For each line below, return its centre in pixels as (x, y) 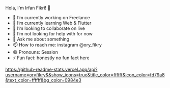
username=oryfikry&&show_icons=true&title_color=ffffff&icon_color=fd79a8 (85, 75)
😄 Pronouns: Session (35, 52)
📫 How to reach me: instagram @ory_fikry (57, 45)
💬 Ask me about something (41, 39)
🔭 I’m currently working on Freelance (51, 17)
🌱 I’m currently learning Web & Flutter (52, 23)
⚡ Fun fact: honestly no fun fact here (51, 58)
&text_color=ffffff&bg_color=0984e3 (43, 80)
